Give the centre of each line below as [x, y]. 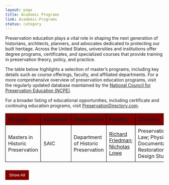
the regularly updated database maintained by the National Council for [78, 85]
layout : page [19, 10]
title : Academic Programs [32, 15]
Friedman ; [121, 140]
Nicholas [119, 147]
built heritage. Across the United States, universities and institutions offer [81, 49]
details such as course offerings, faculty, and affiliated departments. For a [82, 75]
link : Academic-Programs [31, 19]
